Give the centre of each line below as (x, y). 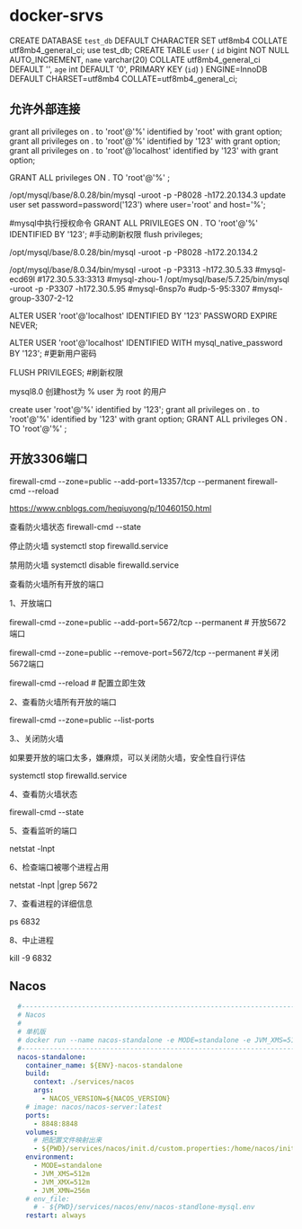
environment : (50, 1157)
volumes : (42, 1132)
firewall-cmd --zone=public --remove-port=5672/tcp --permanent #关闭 (144, 652)
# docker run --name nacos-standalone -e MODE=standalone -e (134, 1040)
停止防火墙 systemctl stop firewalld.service (89, 545)
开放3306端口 (49, 459)
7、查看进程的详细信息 (51, 903)
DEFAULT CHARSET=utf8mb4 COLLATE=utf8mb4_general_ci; (124, 78)
